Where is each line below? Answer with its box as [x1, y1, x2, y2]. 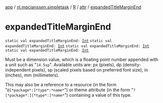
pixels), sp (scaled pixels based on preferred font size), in [31, 67, 148, 73]
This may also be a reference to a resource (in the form [5, 81, 117, 87]
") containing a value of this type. [64, 92, 132, 98]
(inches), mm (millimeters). [5, 72, 59, 78]
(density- [122, 61, 141, 68]
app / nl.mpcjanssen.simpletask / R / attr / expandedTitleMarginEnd [5, 4, 141, 10]
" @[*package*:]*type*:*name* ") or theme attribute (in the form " [5, 87, 134, 93]
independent [5, 67, 31, 73]
